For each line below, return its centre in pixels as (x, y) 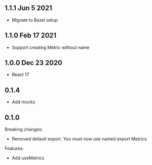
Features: (14, 148)
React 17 (20, 75)
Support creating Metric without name (51, 47)
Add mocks (23, 102)
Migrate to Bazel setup (35, 20)
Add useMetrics (28, 158)
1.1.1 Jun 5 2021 (28, 8)
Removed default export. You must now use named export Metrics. (80, 139)
